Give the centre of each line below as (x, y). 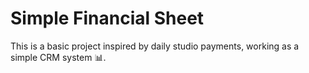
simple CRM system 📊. (58, 57)
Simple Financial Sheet (107, 18)
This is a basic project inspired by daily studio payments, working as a (155, 46)
